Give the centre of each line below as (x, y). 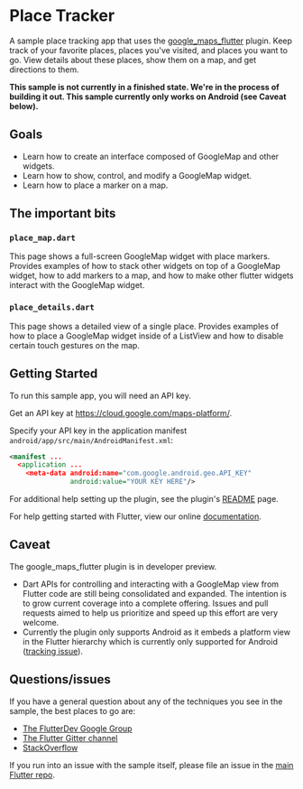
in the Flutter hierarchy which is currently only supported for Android (150, 641)
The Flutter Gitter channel (70, 738)
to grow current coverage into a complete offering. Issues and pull (145, 603)
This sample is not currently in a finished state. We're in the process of (144, 87)
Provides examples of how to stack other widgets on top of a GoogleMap (145, 266)
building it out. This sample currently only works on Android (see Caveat (148, 97)
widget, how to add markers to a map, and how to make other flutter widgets (151, 275)
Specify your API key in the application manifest (98, 431)
